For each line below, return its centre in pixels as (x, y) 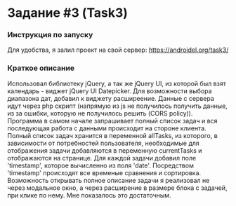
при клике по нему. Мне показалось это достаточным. (89, 195)
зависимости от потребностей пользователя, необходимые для (104, 143)
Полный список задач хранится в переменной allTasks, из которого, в (112, 135)
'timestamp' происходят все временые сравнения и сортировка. (104, 172)
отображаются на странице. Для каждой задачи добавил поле (102, 158)
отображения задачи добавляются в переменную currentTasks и (105, 150)
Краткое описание (41, 68)
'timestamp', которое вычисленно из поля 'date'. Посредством (101, 165)
